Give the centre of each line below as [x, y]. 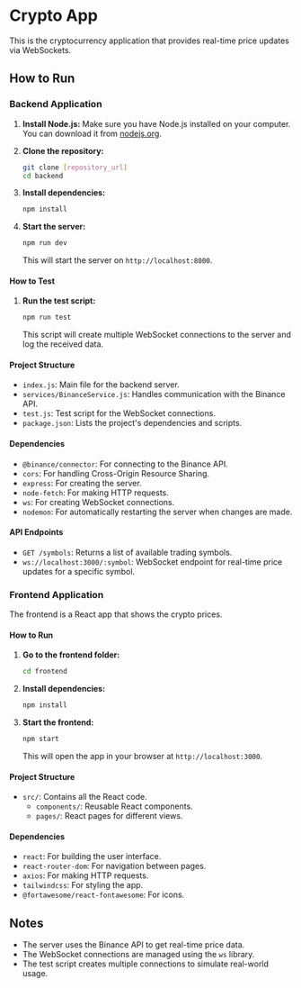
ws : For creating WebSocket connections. [98, 502]
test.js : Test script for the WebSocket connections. [119, 413]
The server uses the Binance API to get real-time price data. [133, 945]
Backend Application [56, 104]
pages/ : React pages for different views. [109, 816]
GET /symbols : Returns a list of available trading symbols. [127, 552]
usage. [35, 974]
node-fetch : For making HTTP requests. [95, 493]
